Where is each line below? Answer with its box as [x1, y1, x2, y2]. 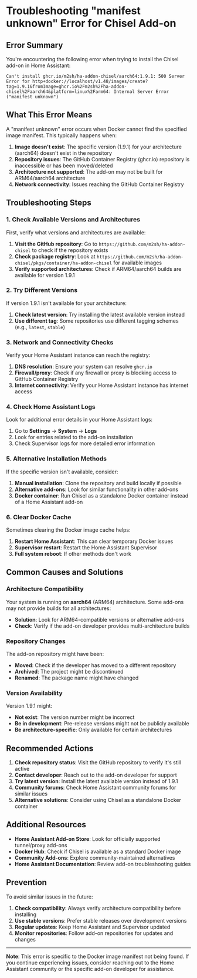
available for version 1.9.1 [14, 271, 75, 279]
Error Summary [6, 40, 63, 50]
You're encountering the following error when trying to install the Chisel [6, 56, 179, 62]
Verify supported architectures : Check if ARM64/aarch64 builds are [14, 265, 182, 272]
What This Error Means [6, 110, 93, 120]
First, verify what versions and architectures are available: [6, 228, 146, 236]
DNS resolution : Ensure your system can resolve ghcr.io [14, 363, 152, 370]
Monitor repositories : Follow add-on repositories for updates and [14, 929, 174, 937]
